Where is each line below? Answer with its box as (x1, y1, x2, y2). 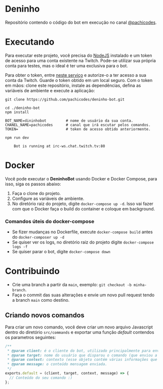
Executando (5, 36, 55, 48)
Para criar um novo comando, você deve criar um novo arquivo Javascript (5, 324, 153, 330)
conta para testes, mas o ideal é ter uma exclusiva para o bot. (5, 63, 128, 68)
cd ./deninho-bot (5, 105, 40, 110)
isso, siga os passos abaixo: (5, 181, 62, 187)
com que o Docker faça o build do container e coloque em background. (12, 206, 155, 211)
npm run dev (5, 135, 29, 140)
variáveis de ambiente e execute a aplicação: (5, 87, 96, 93)
